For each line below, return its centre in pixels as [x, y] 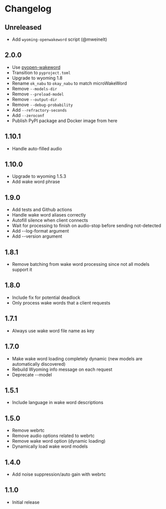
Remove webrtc [28, 431]
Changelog [28, 9]
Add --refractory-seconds [39, 110]
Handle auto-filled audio [37, 148]
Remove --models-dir [34, 88]
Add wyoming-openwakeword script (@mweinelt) [59, 39]
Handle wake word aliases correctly [49, 215]
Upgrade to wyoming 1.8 [37, 78]
